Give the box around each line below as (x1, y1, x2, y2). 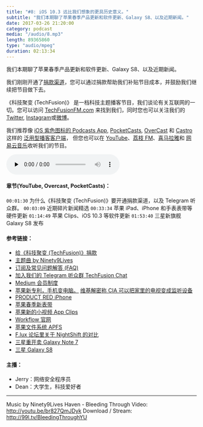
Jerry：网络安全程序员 (14, 376, 71, 383)
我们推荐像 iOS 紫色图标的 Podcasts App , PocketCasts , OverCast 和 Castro (6, 126, 193, 133)
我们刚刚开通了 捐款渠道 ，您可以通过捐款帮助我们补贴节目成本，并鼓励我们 (6, 78, 192, 85)
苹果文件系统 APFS (14, 324, 62, 331)
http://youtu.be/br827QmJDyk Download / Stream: (6, 407, 132, 414)
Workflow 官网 (14, 316, 51, 323)
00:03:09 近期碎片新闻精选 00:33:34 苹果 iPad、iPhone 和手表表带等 (23, 204, 193, 211)
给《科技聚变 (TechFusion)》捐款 (14, 249, 97, 257)
